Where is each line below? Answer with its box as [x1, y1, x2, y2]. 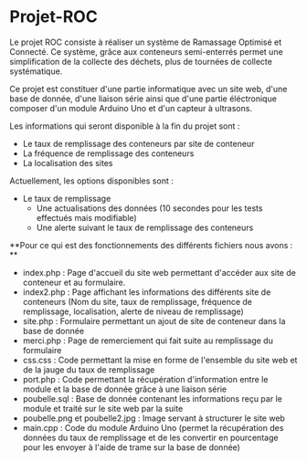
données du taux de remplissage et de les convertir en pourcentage [22, 432, 279, 443]
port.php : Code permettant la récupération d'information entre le [22, 373, 269, 384]
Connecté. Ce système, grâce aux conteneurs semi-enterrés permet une [9, 46, 283, 57]
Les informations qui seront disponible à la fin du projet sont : [9, 121, 240, 131]
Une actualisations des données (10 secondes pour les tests [36, 203, 263, 214]
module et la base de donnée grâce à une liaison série [22, 383, 227, 394]
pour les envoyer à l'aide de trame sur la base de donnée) [22, 441, 240, 453]
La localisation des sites [22, 157, 113, 168]
